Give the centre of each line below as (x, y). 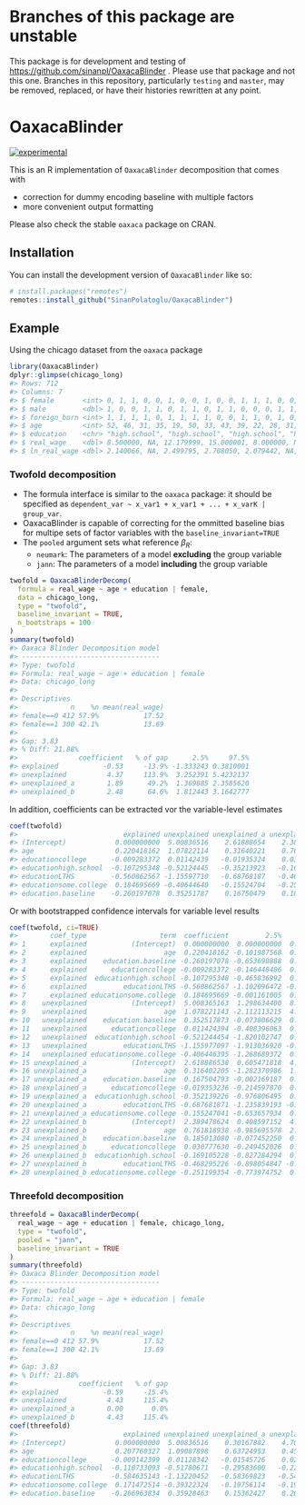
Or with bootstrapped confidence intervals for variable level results (135, 911)
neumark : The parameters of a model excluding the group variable (159, 554)
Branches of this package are (122, 17)
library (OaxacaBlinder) (54, 367)
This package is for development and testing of (98, 61)
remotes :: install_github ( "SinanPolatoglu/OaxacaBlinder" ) (121, 300)
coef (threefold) (40, 1426)
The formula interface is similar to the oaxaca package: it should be (147, 494)
